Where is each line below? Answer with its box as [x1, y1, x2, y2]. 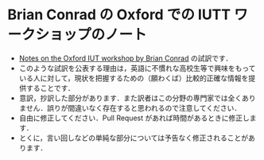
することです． [25, 83, 75, 92]
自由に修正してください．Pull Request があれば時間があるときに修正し [18, 113, 250, 123]
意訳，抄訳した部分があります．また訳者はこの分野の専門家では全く [18, 93, 243, 103]
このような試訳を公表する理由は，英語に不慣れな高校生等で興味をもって [18, 63, 256, 72]
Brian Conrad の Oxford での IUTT [7, 6, 231, 24]
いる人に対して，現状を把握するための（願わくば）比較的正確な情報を [18, 73, 249, 83]
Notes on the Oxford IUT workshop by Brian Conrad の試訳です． [18, 53, 233, 63]
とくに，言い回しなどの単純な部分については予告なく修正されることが [18, 133, 248, 142]
